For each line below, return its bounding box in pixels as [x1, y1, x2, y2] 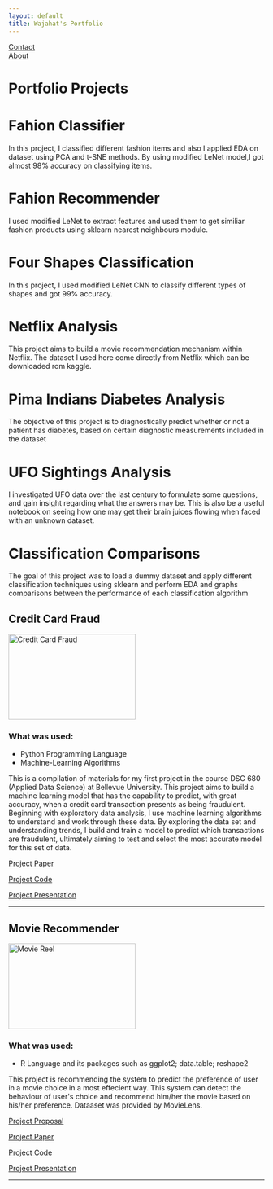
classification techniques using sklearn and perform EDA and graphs [8, 580, 238, 590]
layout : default [8, 11, 63, 20]
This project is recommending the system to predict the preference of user [8, 1074, 258, 1084]
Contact [8, 42, 35, 51]
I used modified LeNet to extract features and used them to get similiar [8, 216, 245, 226]
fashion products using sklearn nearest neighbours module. [8, 225, 209, 235]
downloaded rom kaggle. [8, 362, 92, 371]
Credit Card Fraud [8, 612, 101, 625]
